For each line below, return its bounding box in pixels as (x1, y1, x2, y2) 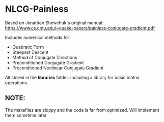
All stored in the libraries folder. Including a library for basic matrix (5, 74, 140, 80)
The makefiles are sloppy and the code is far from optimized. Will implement (5, 107, 160, 113)
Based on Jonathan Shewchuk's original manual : (5, 20, 105, 26)
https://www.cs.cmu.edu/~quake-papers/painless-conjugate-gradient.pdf (5, 25, 155, 30)
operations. (5, 80, 28, 86)
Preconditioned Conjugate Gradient (12, 60, 84, 65)
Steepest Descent (12, 49, 49, 55)
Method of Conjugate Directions (12, 54, 78, 60)
